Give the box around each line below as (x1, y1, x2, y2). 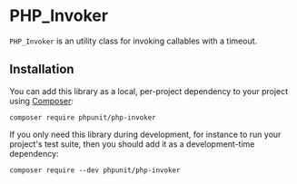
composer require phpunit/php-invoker (9, 112, 156, 122)
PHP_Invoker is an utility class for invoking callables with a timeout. (9, 35, 258, 46)
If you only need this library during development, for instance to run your (9, 129, 282, 140)
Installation (9, 62, 74, 77)
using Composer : (9, 95, 74, 106)
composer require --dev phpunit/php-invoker (9, 165, 181, 175)
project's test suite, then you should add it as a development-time (9, 138, 255, 150)
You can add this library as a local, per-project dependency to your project (9, 85, 289, 96)
